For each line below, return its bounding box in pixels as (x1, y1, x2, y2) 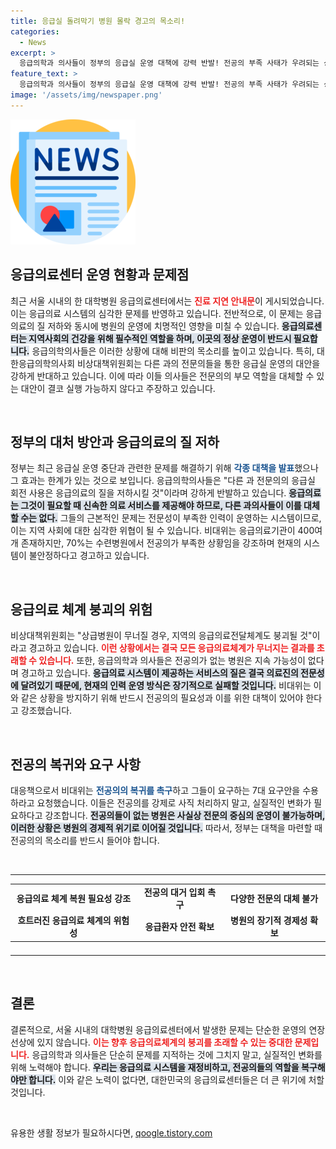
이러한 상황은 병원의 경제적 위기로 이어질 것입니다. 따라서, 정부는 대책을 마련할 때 (10, 822, 323, 834)
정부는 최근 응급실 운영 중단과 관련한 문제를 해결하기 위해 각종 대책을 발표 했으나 (10, 462, 319, 474)
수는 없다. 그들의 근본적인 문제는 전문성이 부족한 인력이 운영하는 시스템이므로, (20, 512, 322, 524)
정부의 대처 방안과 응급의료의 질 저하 (10, 433, 220, 450)
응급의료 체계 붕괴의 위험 (10, 601, 153, 618)
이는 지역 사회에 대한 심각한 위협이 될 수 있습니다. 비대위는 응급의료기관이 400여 (10, 525, 323, 537)
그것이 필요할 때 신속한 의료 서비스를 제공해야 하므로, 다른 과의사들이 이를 (20, 500, 302, 512)
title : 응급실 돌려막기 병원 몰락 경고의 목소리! (10, 16, 186, 26)
